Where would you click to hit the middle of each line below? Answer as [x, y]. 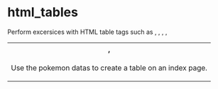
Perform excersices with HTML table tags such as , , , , [87, 32]
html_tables [43, 12]
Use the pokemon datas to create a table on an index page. [109, 68]
